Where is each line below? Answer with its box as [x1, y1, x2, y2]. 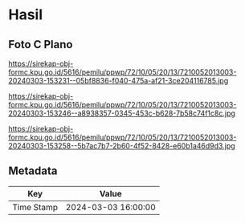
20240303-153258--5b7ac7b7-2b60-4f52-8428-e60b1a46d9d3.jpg [8, 141, 235, 150]
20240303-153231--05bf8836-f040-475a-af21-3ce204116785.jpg [8, 76, 229, 85]
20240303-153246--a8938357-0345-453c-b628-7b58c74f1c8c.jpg [8, 108, 235, 118]
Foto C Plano [8, 38, 73, 51]
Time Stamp [12, 201, 59, 213]
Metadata [8, 164, 58, 178]
